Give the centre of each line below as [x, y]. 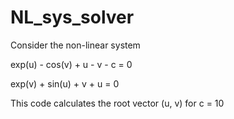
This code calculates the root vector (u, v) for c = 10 [117, 103]
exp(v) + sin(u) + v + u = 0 [65, 83]
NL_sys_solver [72, 17]
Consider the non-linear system [75, 45]
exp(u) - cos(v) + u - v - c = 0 [71, 64]
